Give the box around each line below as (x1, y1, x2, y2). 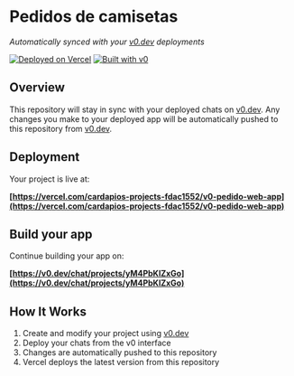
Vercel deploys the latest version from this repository (22, 357, 220, 368)
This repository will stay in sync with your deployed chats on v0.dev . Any (9, 104, 280, 115)
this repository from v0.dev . (9, 123, 113, 134)
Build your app (9, 226, 93, 241)
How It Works (9, 304, 87, 319)
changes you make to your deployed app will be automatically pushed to (9, 113, 279, 124)
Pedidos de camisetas (9, 6, 179, 27)
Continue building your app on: (9, 250, 124, 261)
